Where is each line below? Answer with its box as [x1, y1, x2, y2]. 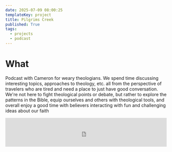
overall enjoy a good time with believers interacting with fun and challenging [5, 102, 166, 108]
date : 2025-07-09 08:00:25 [5, 7, 63, 13]
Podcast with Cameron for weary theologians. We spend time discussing [5, 75, 159, 81]
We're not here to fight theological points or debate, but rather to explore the [5, 91, 167, 97]
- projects [10, 31, 33, 36]
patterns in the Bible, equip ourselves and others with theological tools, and [5, 97, 165, 103]
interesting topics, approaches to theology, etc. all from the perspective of [5, 80, 162, 86]
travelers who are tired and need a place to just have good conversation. [5, 85, 158, 92]
